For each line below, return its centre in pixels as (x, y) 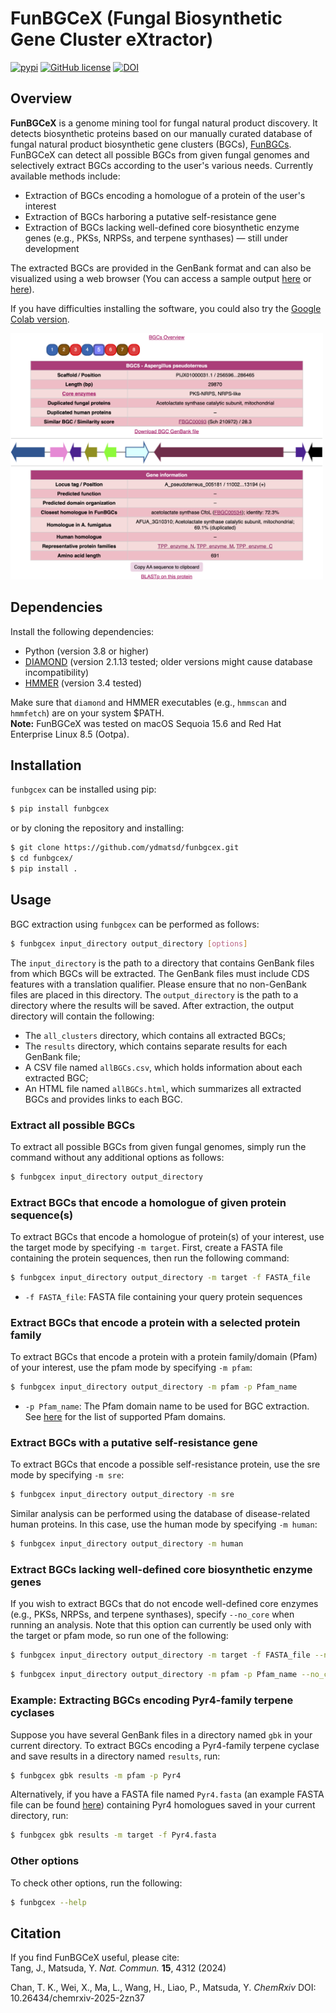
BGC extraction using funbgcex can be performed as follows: (135, 924)
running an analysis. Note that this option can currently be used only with (161, 1625)
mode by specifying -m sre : (67, 1475)
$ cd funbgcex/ (42, 858)
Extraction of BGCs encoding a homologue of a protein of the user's (165, 195)
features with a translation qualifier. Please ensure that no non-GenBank (158, 984)
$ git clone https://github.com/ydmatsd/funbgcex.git (125, 848)
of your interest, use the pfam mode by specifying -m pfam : (131, 1368)
